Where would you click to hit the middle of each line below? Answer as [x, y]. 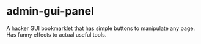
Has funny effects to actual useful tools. [57, 34]
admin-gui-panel [50, 11]
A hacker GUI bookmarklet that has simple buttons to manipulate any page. [101, 28]
